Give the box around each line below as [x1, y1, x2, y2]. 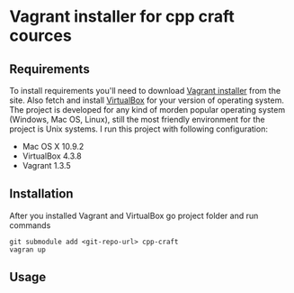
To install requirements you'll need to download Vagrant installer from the [9, 86, 281, 96]
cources [9, 25, 72, 46]
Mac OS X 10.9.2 [22, 142, 85, 151]
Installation [9, 187, 74, 202]
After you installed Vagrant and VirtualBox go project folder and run [9, 210, 259, 221]
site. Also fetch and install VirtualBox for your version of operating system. [9, 95, 285, 105]
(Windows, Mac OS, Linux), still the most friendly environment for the [9, 114, 265, 124]
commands [9, 219, 51, 231]
